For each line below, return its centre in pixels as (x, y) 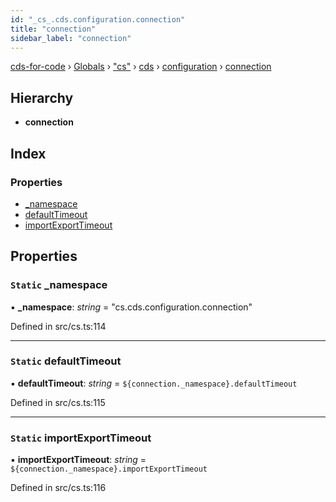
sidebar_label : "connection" (71, 38)
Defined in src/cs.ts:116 (58, 488)
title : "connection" (53, 29)
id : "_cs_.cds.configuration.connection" (98, 19)
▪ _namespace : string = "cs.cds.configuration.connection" (131, 307)
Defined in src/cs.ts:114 (58, 326)
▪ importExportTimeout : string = (78, 460)
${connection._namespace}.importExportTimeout (109, 469)
